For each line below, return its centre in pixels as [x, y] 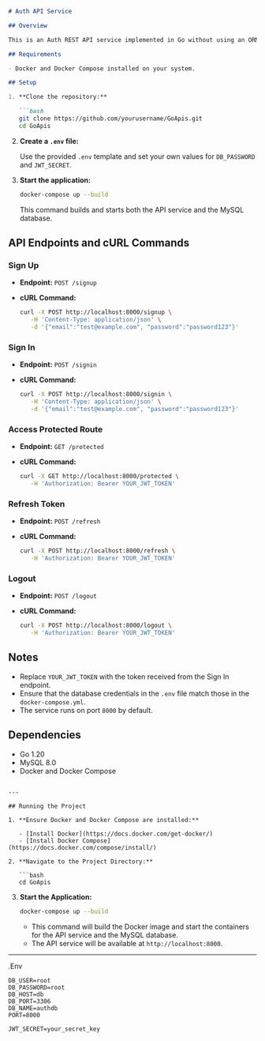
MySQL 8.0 [38, 762]
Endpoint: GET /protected [62, 447]
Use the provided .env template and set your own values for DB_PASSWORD [137, 156]
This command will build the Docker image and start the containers [140, 926]
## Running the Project [47, 806]
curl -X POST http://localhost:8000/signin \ [95, 394]
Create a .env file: [49, 141]
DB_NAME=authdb [33, 1008]
